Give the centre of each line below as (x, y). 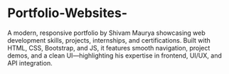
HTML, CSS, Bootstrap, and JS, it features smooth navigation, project (109, 48)
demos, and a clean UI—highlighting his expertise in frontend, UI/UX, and (115, 55)
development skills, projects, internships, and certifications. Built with (109, 40)
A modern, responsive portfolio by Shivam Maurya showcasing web (107, 33)
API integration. (30, 63)
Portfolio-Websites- (68, 13)
